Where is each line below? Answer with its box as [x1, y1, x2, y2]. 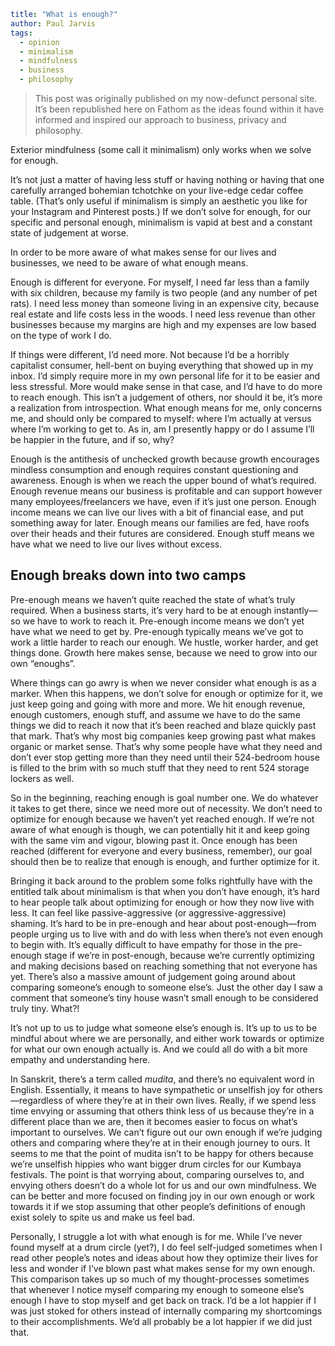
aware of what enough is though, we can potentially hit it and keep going [10, 823, 310, 835]
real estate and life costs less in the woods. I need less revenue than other [10, 308, 316, 320]
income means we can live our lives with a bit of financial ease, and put [10, 506, 304, 518]
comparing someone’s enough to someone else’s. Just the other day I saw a [10, 981, 323, 993]
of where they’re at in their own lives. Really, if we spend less [64, 1094, 317, 1106]
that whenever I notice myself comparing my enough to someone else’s [10, 1283, 305, 1295]
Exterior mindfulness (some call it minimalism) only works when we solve [10, 144, 312, 155]
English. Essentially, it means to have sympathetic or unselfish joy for [10, 1083, 295, 1095]
